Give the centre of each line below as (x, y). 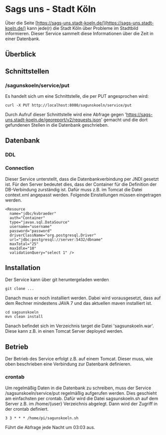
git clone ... (20, 289)
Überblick (21, 54)
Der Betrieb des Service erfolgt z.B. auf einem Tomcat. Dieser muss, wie (79, 359)
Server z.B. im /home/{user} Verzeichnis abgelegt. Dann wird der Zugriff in (81, 404)
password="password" (31, 231)
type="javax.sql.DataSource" (40, 222)
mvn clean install (24, 317)
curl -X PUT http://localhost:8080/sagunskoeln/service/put (69, 105)
